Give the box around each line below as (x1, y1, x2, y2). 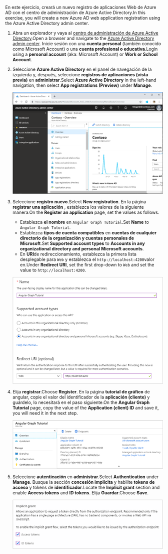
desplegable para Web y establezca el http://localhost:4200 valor (19, 256, 155, 262)
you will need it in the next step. (12, 410, 78, 416)
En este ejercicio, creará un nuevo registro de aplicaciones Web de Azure (5, 5, 156, 10)
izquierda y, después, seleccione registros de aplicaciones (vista (12, 72, 148, 77)
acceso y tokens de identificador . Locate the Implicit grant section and (12, 484, 160, 491)
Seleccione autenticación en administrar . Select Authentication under (12, 474, 159, 480)
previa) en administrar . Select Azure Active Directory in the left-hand (12, 77, 156, 83)
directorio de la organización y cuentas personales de (19, 235, 134, 241)
